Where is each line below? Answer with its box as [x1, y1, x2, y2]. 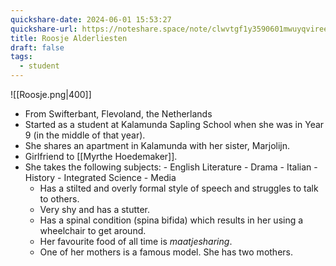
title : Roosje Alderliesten [10, 33, 128, 43]
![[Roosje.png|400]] [10, 89, 92, 100]
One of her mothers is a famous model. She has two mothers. [39, 246, 293, 258]
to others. [39, 193, 80, 205]
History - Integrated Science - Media [24, 172, 177, 183]
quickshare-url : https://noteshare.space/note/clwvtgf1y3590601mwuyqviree [10, 24, 329, 34]
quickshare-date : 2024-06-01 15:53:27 [10, 14, 172, 25]
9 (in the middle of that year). [24, 129, 146, 141]
